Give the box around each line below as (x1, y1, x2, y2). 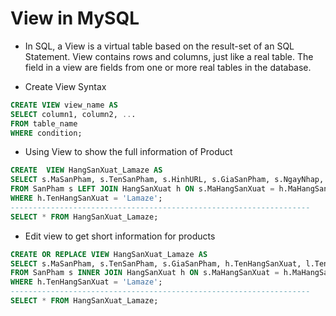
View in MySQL (10, 7, 140, 30)
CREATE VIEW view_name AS (10, 100, 118, 110)
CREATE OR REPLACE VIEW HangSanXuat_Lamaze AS (10, 249, 208, 259)
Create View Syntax (24, 80, 107, 92)
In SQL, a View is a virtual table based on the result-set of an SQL (24, 40, 295, 52)
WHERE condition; (10, 128, 83, 138)
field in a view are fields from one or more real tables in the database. (24, 61, 312, 73)
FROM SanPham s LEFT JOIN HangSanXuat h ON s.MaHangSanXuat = (10, 184, 275, 194)
